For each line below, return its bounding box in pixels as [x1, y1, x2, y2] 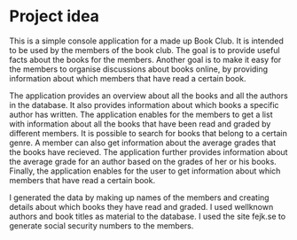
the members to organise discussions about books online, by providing [9, 64, 269, 74]
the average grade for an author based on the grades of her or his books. [9, 156, 277, 166]
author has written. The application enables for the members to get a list [9, 109, 273, 120]
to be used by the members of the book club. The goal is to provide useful [9, 44, 281, 55]
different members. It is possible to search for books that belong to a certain [9, 128, 288, 138]
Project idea [9, 6, 100, 27]
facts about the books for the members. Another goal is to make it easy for [9, 54, 282, 65]
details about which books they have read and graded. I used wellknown [9, 201, 274, 212]
